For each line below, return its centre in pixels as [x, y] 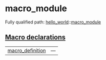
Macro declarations [35, 37]
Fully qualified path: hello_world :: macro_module [53, 22]
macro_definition [27, 50]
